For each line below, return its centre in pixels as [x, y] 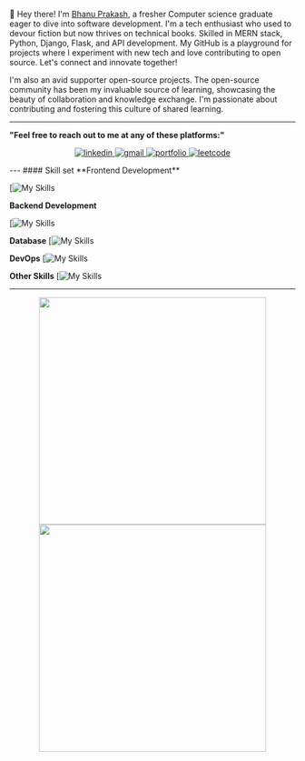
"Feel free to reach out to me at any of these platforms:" [117, 135]
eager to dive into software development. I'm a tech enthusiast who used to [151, 24]
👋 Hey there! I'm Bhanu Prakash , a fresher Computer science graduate [141, 14]
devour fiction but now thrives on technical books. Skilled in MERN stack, [146, 33]
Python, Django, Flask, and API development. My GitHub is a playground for [151, 43]
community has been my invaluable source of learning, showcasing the [143, 90]
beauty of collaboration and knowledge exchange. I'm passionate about [143, 99]
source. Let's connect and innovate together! [93, 62]
